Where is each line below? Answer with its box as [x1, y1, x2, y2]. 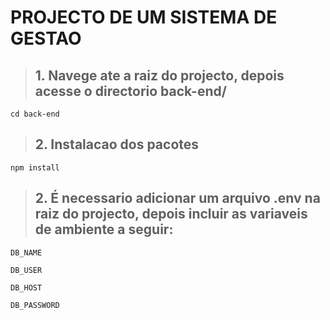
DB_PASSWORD [10, 300, 60, 310]
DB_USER [10, 265, 43, 275]
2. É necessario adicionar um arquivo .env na [34, 190, 321, 207]
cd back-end [10, 109, 60, 119]
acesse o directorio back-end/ [34, 82, 227, 100]
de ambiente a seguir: [34, 221, 174, 238]
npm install [10, 162, 60, 173]
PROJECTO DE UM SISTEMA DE [10, 6, 278, 29]
